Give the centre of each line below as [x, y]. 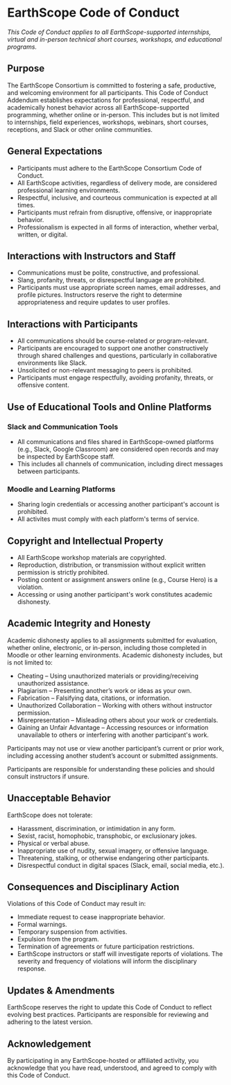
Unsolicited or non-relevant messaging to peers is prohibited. [105, 370]
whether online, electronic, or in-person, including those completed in [107, 647]
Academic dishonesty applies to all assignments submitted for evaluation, [112, 640]
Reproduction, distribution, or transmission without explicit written [111, 565]
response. [32, 968]
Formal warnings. [42, 925]
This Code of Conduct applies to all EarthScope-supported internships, [109, 32]
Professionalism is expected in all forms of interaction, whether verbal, [118, 227]
